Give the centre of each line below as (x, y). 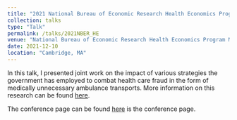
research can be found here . (49, 95)
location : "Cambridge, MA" (47, 53)
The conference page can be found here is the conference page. (102, 109)
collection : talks (34, 20)
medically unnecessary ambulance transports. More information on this (111, 88)
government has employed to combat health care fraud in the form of (108, 80)
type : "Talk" (26, 27)
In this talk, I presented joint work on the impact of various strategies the (113, 73)
